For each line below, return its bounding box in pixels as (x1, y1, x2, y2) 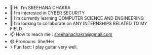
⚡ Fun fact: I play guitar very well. (9, 44, 78, 50)
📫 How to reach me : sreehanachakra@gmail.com (9, 31, 113, 37)
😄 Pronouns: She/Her (9, 39, 55, 44)
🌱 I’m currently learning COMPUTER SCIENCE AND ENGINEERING (9, 15, 144, 21)
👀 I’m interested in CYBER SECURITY (9, 10, 85, 16)
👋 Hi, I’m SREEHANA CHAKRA (9, 5, 71, 10)
